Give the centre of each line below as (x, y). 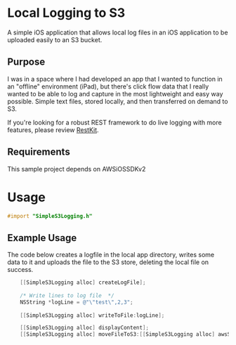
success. (20, 270)
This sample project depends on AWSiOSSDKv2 (77, 169)
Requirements (39, 152)
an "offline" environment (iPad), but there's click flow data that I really (108, 86)
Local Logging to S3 (66, 13)
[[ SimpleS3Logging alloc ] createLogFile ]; (83, 282)
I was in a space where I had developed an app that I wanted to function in (115, 79)
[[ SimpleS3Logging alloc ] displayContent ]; (85, 328)
